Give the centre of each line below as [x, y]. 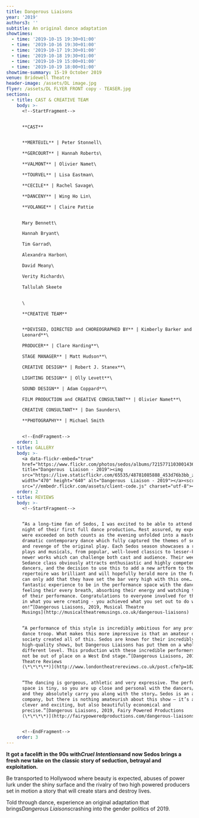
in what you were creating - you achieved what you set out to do [105, 601]
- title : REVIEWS [33, 497]
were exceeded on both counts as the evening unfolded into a [100, 535]
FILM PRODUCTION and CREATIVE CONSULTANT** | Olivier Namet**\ [102, 399]
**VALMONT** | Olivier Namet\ [59, 164]
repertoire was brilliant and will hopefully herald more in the [104, 574]
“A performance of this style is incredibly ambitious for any [102, 628]
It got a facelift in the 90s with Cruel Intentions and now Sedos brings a [94, 754]
